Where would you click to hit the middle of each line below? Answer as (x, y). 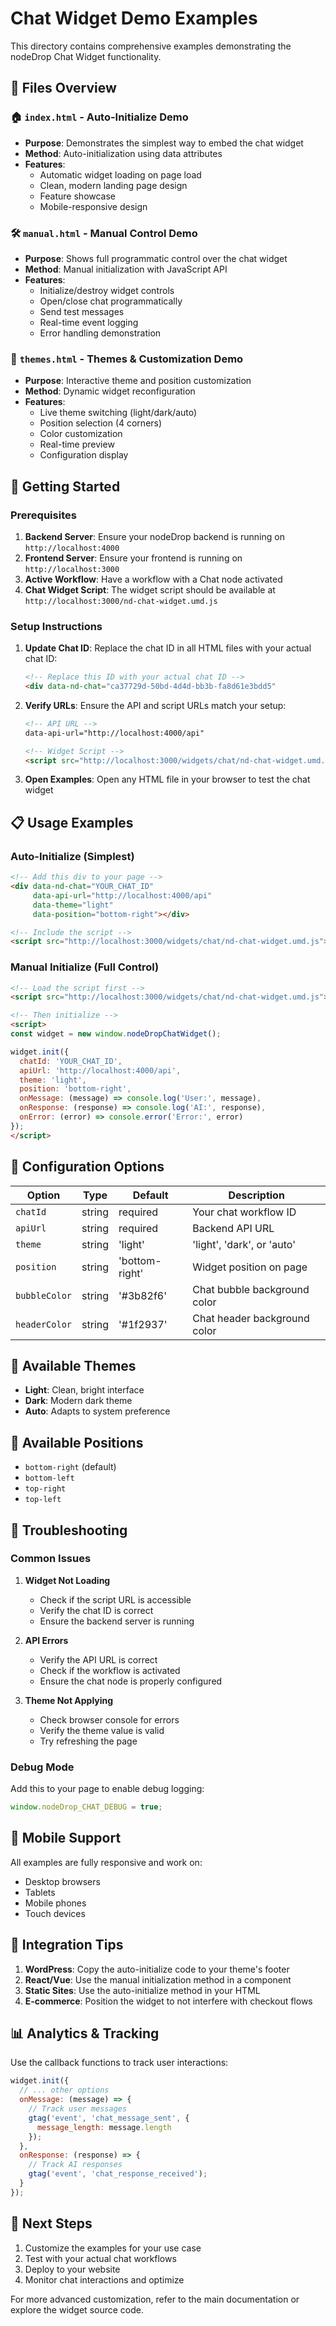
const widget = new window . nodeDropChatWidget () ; (116, 1034)
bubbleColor (44, 1295)
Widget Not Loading (67, 1580)
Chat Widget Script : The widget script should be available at (150, 589)
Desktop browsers (62, 1881)
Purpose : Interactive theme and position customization (138, 381)
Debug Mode (42, 1767)
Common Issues (51, 1559)
